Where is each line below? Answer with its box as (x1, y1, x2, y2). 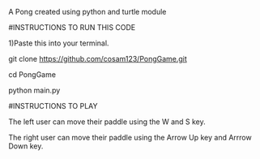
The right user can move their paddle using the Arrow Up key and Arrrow (8, 133, 253, 142)
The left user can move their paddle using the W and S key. (8, 117, 206, 127)
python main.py (8, 85, 61, 95)
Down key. (8, 141, 44, 151)
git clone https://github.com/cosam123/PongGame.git (8, 54, 188, 63)
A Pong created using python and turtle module (8, 7, 167, 16)
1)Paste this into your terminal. (8, 38, 109, 48)
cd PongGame (8, 70, 57, 79)
